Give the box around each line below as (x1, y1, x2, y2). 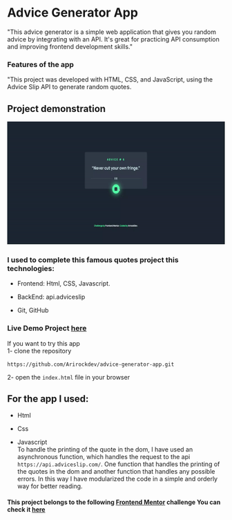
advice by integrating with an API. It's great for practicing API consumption (7, 35, 220, 43)
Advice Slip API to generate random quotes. (7, 83, 132, 91)
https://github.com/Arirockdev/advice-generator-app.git (7, 361, 175, 368)
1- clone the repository (7, 346, 72, 355)
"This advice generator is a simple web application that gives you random (7, 28, 216, 36)
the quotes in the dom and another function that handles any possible (17, 467, 215, 476)
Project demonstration (7, 102, 106, 115)
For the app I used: (7, 393, 89, 405)
